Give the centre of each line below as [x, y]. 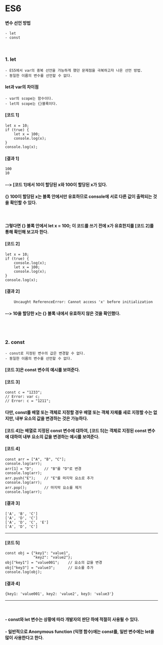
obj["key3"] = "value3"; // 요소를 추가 [49, 568]
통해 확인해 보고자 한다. [27, 231]
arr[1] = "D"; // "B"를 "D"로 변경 [43, 469]
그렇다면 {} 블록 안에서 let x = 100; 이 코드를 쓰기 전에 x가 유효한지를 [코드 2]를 [79, 226]
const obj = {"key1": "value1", [38, 553]
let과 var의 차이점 [22, 87]
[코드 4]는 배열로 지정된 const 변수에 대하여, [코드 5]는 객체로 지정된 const [76, 430]
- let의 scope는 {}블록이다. [32, 104]
